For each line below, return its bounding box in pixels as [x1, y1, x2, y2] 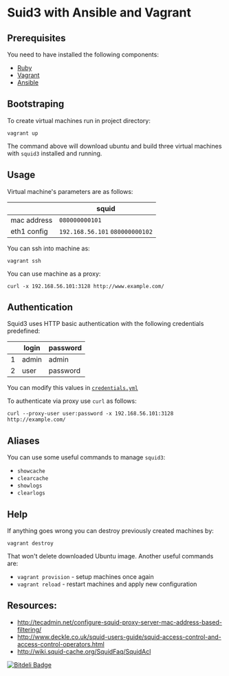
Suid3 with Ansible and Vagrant [7, 5, 191, 21]
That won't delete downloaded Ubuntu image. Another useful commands [7, 552, 214, 560]
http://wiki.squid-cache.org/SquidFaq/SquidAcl [17, 647, 151, 655]
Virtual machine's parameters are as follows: [7, 187, 133, 195]
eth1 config [10, 226, 48, 236]
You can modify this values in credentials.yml [7, 384, 139, 392]
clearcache [17, 475, 49, 482]
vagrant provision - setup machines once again [17, 573, 155, 581]
